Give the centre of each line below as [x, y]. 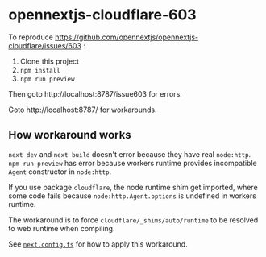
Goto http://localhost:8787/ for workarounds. [83, 110]
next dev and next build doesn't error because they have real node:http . [130, 154]
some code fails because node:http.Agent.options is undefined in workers [132, 196]
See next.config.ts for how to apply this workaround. [98, 244]
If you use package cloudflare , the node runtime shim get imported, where [133, 187]
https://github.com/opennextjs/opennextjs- [127, 37]
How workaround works [70, 135]
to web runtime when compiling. [62, 228]
